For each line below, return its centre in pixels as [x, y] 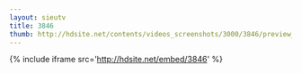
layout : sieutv [38, 17]
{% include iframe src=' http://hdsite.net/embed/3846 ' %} [116, 60]
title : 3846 [31, 26]
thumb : [22, 34]
